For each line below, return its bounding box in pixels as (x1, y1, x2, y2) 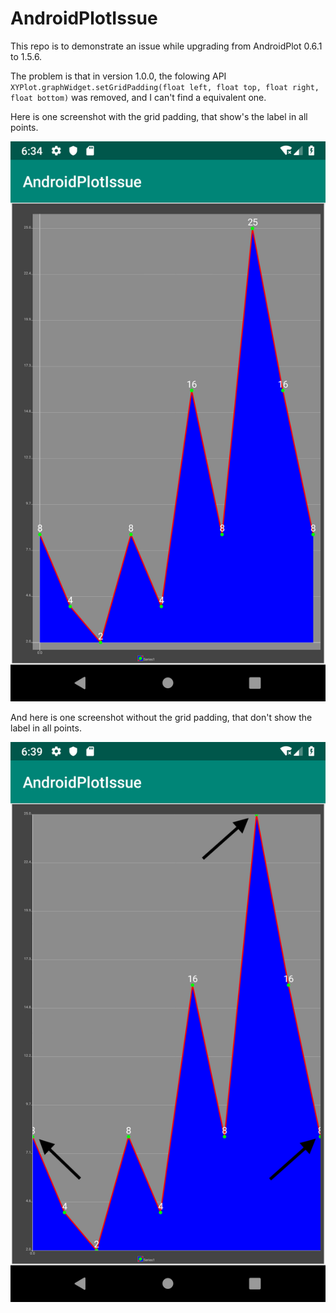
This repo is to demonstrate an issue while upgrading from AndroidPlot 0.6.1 (10, 40, 323, 52)
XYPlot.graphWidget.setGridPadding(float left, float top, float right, (10, 82, 320, 92)
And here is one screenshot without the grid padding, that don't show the (10, 711, 313, 723)
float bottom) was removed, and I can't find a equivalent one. (10, 91, 267, 103)
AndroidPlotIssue (10, 7, 158, 30)
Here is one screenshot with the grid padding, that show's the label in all (10, 110, 308, 122)
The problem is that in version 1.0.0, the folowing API (10, 70, 227, 82)
